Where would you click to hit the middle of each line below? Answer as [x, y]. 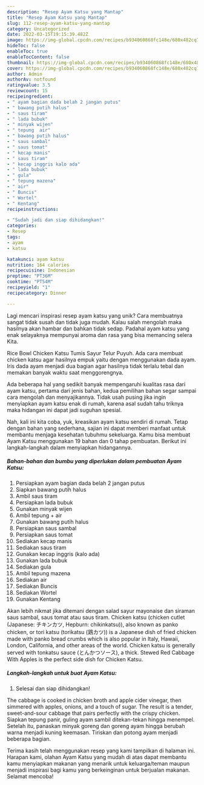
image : [15, 40]
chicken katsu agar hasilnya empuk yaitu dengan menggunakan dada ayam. [101, 359]
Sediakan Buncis [37, 586]
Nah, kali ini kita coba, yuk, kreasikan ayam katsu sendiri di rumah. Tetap [97, 421]
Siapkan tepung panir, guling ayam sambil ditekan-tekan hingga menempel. [101, 720]
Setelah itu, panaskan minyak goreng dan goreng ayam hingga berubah [96, 726]
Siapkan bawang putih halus [51, 489]
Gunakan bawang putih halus [52, 521]
